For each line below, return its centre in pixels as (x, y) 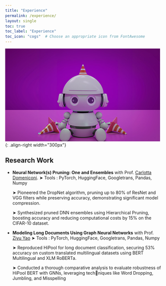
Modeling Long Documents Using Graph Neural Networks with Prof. (83, 233)
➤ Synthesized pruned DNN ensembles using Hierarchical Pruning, (81, 212)
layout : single (21, 21)
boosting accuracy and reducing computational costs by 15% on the (82, 218)
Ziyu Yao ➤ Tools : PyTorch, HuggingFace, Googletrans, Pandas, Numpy (86, 238)
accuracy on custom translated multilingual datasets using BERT (78, 253)
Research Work (29, 161)
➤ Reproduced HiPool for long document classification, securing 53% (83, 247)
